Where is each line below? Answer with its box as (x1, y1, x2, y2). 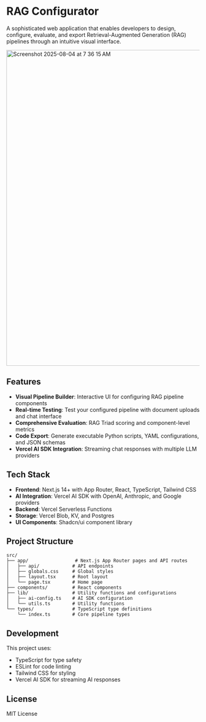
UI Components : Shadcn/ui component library (15, 518, 133, 526)
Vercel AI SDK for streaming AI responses (15, 676, 121, 683)
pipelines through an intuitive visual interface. (6, 37, 121, 45)
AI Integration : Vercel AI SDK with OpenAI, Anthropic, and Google (15, 492, 182, 500)
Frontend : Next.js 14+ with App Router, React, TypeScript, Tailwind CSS (15, 486, 197, 493)
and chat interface (15, 413, 62, 420)
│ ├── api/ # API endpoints (6, 563, 114, 569)
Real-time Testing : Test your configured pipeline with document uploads (15, 406, 200, 413)
